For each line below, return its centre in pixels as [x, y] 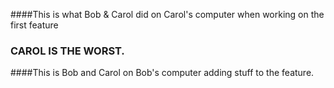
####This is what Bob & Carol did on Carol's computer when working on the [167, 14]
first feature [34, 25]
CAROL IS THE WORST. [67, 51]
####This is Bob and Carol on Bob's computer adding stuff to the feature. [162, 73]
